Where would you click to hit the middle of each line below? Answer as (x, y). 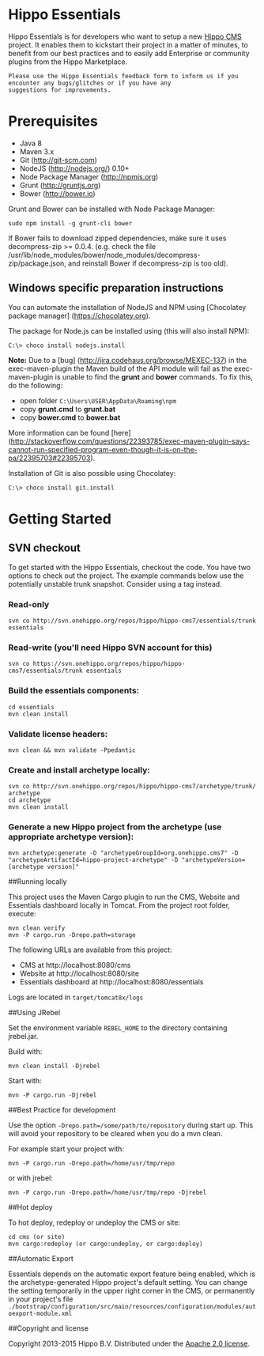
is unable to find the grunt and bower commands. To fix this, (154, 376)
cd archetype (30, 800)
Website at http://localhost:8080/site (79, 973)
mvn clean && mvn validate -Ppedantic (72, 750)
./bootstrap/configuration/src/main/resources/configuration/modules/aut (132, 1307)
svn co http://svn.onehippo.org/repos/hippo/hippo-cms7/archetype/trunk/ (132, 787)
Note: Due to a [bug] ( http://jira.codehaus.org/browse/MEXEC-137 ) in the (128, 360)
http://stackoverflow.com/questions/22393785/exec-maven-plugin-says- (130, 441)
